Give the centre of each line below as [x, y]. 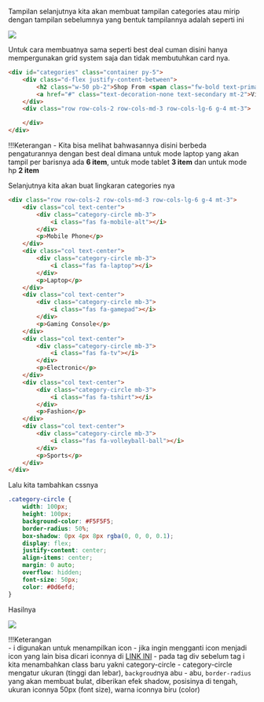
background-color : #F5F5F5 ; [68, 521]
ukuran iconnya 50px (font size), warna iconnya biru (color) [104, 689]
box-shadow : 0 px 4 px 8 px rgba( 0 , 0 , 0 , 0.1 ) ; [98, 536]
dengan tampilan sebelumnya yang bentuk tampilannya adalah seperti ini [126, 20]
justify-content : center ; [65, 550]
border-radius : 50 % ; [56, 528]
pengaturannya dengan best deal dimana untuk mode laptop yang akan [124, 154]
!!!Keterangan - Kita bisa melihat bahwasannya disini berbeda [107, 145]
